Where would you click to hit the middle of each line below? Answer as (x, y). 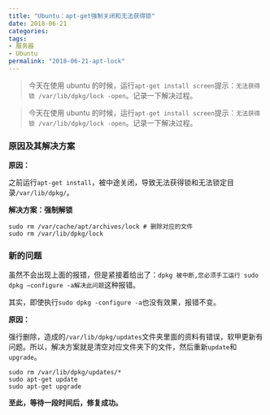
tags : (17, 39)
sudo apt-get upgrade (45, 387)
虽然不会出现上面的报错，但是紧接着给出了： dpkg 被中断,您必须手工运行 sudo (133, 275)
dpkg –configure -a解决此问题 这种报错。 (74, 285)
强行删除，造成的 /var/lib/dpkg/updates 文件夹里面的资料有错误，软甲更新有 (136, 337)
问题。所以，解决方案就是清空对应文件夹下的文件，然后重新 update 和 (123, 347)
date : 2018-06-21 (38, 24)
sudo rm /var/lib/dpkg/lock (56, 234)
